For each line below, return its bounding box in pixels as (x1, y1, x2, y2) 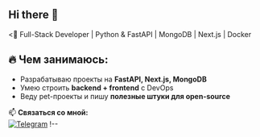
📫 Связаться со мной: (8, 107, 89, 117)
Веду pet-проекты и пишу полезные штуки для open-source (19, 91, 231, 101)
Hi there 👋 (8, 8, 59, 22)
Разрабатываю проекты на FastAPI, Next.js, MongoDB (19, 74, 207, 84)
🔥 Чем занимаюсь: (8, 53, 109, 67)
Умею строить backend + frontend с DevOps (19, 82, 174, 93)
